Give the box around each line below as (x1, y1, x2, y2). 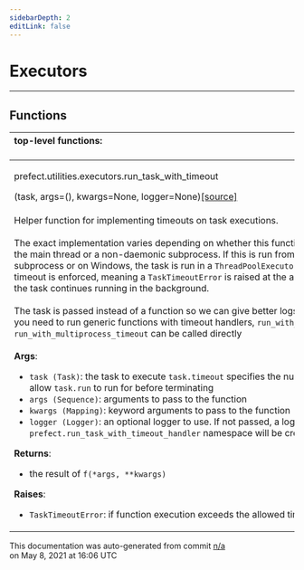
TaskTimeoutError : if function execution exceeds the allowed (29, 508, 285, 521)
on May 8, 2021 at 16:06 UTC (9, 550, 118, 561)
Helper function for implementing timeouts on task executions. (14, 214, 279, 227)
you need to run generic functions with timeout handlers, (14, 316, 255, 328)
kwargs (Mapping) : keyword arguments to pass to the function (29, 404, 291, 417)
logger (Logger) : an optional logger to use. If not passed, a (29, 415, 280, 428)
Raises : (14, 488, 46, 500)
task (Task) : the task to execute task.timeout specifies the (29, 370, 281, 383)
